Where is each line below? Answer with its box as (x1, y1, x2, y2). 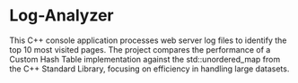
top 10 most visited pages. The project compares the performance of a (9, 44, 271, 54)
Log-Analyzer (9, 5, 114, 26)
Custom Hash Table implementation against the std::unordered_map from (9, 54, 281, 64)
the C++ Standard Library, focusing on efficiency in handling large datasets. (9, 63, 290, 74)
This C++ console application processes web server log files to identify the (9, 35, 287, 46)
